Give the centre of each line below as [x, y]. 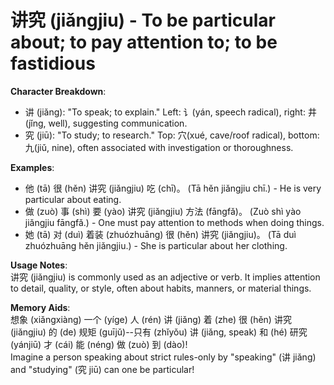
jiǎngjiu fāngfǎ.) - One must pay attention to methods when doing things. [174, 222]
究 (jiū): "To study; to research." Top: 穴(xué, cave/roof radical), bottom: [172, 135]
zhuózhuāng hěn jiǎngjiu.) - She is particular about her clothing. [156, 245]
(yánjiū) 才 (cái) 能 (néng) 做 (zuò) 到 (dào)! [99, 344]
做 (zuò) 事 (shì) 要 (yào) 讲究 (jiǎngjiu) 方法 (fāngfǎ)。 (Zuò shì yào [163, 211]
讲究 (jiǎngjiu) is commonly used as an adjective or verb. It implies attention [165, 277]
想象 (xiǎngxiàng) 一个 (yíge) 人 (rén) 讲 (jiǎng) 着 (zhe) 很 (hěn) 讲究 [151, 319]
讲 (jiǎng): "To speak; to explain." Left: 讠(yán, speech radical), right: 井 [170, 112]
